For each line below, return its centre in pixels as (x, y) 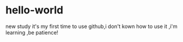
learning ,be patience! (32, 32)
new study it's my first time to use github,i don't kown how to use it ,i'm (91, 26)
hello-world (35, 10)
